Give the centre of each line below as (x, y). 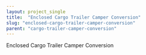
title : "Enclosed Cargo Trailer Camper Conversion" (74, 17)
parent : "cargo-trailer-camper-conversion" (62, 28)
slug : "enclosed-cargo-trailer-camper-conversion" (71, 23)
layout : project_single (36, 12)
